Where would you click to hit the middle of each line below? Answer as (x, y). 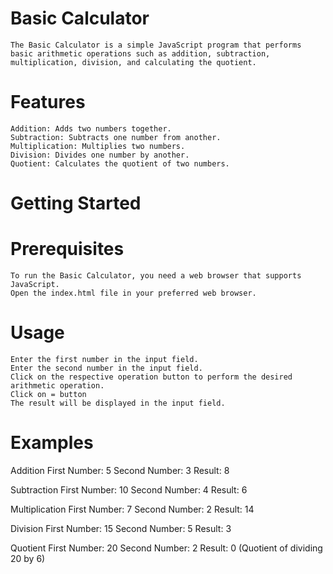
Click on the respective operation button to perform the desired (151, 377)
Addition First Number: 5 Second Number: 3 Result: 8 (120, 470)
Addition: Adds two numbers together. (91, 128)
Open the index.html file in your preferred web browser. (133, 293)
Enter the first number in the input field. (104, 359)
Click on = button (48, 394)
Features (48, 102)
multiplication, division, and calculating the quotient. (133, 62)
